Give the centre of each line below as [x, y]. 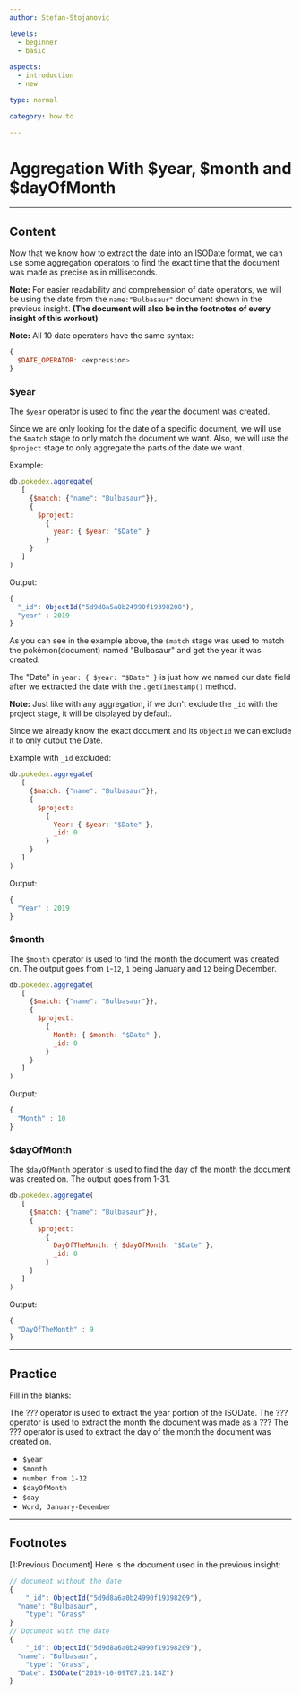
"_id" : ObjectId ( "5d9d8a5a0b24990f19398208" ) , [106, 607]
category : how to [42, 116]
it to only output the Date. [56, 740]
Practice [33, 1374]
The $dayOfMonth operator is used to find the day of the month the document [150, 1170]
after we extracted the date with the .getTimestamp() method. [123, 686]
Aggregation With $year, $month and [150, 168]
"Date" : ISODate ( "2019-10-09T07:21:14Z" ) [96, 1673]
